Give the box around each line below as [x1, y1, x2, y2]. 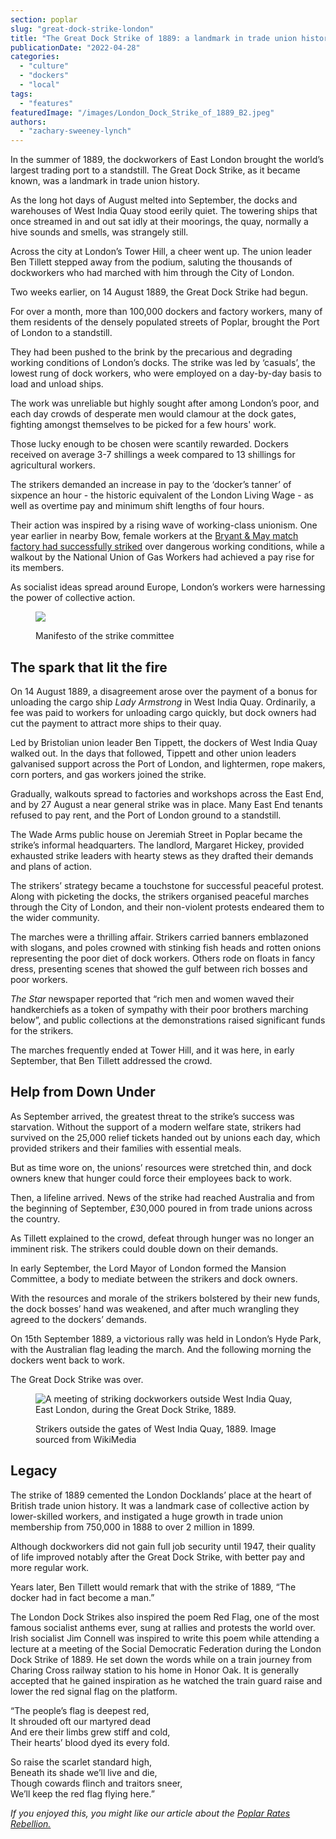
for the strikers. [10, 1024, 74, 1036]
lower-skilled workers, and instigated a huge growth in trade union [10, 1510, 284, 1522]
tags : [10, 89, 33, 99]
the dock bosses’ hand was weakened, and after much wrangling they [10, 1302, 300, 1315]
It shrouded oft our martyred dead [10, 1715, 151, 1727]
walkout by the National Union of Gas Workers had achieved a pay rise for [10, 551, 315, 563]
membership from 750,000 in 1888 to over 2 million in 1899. [10, 1521, 255, 1533]
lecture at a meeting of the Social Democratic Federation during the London [10, 1642, 322, 1655]
